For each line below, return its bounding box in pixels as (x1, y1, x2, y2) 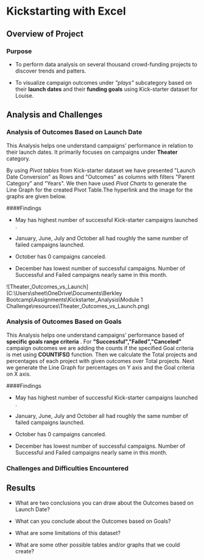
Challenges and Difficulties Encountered (6, 464, 129, 472)
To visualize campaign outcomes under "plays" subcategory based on (15, 79, 192, 86)
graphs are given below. (6, 192, 67, 199)
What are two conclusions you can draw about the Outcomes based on (15, 499, 194, 506)
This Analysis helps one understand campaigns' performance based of (6, 331, 185, 339)
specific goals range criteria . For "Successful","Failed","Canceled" (6, 337, 182, 345)
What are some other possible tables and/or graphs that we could (15, 541, 180, 548)
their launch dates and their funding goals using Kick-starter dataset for (15, 85, 198, 93)
